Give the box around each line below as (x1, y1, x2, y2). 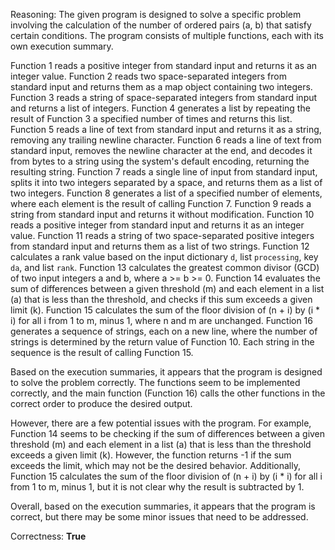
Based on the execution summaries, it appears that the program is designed (10, 366, 323, 378)
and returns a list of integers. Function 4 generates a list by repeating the (10, 102, 311, 114)
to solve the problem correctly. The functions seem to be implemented (10, 377, 301, 388)
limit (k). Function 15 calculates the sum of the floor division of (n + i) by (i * (10, 304, 321, 316)
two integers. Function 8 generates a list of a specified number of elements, (10, 187, 323, 199)
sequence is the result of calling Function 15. (10, 347, 194, 358)
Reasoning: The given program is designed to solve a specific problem (10, 9, 302, 20)
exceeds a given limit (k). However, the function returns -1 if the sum (10, 449, 292, 461)
